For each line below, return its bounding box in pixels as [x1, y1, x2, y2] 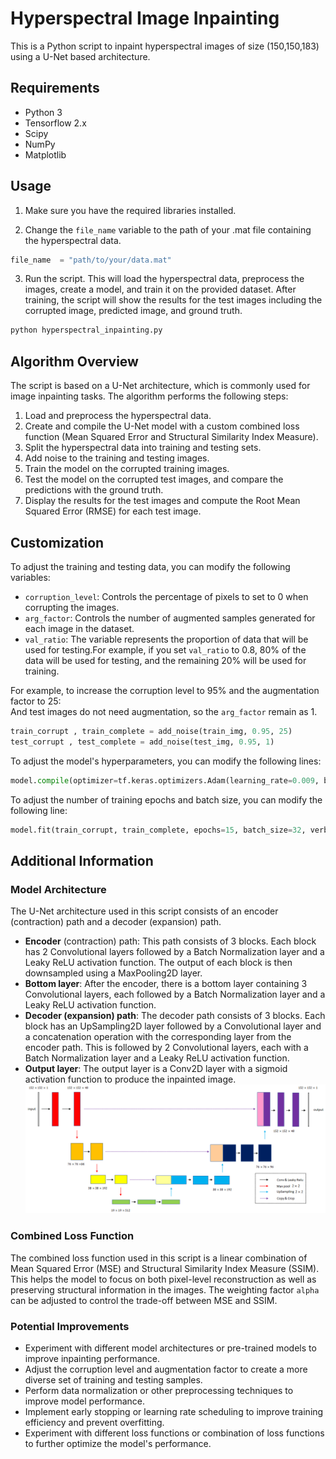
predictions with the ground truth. [24, 484, 164, 496]
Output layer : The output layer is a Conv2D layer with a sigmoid [24, 1063, 288, 1075]
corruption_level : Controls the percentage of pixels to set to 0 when [24, 590, 309, 602]
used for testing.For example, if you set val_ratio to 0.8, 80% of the [24, 643, 307, 656]
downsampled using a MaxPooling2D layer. [24, 967, 203, 979]
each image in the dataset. [24, 622, 135, 634]
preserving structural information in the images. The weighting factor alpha [10, 1283, 320, 1296]
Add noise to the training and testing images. [24, 452, 210, 464]
